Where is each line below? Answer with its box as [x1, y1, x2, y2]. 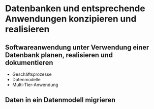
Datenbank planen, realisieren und [5, 51, 113, 59]
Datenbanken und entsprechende [5, 3, 145, 14]
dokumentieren [5, 58, 53, 66]
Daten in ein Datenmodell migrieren [5, 96, 116, 104]
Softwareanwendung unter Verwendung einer [5, 43, 149, 51]
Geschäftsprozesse [12, 71, 52, 77]
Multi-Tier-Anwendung [12, 82, 59, 87]
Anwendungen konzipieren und [5, 13, 137, 24]
